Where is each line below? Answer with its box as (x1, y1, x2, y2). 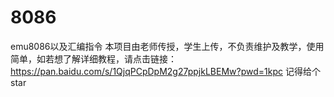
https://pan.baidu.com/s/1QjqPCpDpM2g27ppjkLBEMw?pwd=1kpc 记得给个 (10, 65, 321, 77)
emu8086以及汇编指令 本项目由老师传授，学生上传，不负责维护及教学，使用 (10, 40, 325, 52)
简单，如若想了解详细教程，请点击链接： (10, 52, 177, 65)
